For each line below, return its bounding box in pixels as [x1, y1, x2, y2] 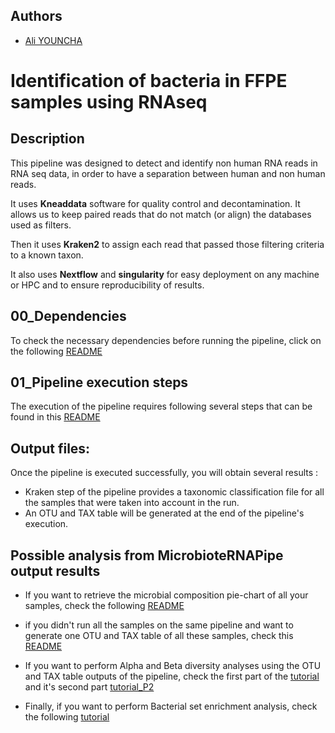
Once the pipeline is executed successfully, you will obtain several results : [10, 467, 319, 479]
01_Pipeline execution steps [10, 374, 189, 391]
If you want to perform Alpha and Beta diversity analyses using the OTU [24, 660, 322, 672]
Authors [10, 8, 63, 25]
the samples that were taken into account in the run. [24, 497, 240, 509]
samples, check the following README [24, 600, 185, 612]
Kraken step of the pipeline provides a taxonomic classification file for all [24, 486, 325, 498]
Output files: [10, 440, 91, 457]
